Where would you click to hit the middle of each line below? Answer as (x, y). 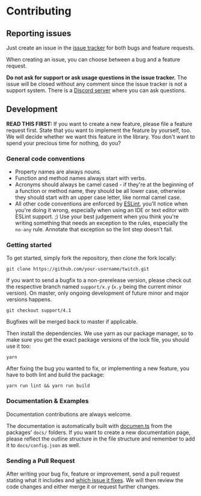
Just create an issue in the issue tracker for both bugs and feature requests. (100, 48)
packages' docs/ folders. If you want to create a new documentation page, (98, 432)
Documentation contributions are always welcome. (69, 414)
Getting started (29, 245)
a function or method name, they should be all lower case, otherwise (100, 191)
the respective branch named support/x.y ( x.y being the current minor (94, 287)
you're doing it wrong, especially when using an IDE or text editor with (102, 210)
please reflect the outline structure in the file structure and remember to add (101, 439)
